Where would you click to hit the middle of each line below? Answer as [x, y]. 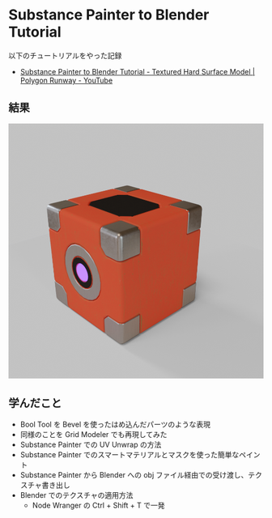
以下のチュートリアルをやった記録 [65, 55]
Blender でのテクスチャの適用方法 [76, 495]
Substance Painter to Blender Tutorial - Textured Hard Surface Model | [137, 71]
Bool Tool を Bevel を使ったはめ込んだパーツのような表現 [115, 424]
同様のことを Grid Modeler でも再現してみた [93, 434]
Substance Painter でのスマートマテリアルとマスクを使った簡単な [130, 454]
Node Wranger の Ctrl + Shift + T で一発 [98, 505]
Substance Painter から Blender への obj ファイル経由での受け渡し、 [134, 474]
